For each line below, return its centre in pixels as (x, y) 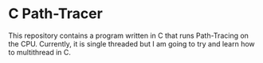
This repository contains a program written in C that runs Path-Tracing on (129, 35)
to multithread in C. (40, 52)
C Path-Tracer (56, 14)
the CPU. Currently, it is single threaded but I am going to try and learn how (131, 43)
